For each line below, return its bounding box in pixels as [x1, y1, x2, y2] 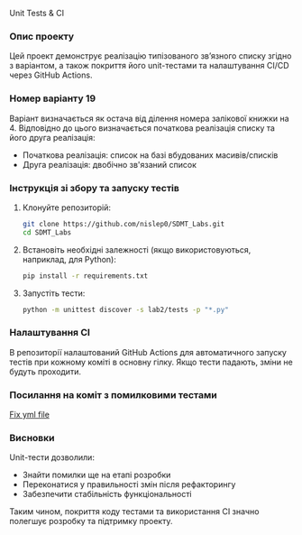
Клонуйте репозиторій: [22, 202, 111, 213]
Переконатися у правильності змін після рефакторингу [22, 479, 236, 490]
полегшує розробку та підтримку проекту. [9, 516, 173, 527]
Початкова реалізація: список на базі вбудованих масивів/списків [22, 149, 279, 161]
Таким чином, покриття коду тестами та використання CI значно [9, 506, 260, 517]
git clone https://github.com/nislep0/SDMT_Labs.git [22, 219, 225, 228]
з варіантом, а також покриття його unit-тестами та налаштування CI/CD [9, 60, 290, 71]
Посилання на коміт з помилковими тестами [9, 388, 218, 401]
